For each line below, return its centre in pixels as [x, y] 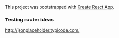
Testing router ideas [30, 19]
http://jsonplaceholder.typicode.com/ [42, 30]
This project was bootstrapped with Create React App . [60, 7]
